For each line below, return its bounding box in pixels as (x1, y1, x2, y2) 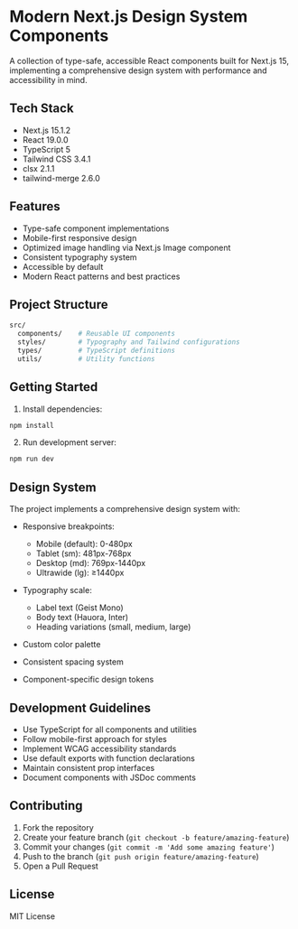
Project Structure (9, 296, 108, 312)
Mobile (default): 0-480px (35, 539, 133, 550)
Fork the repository (22, 822, 95, 832)
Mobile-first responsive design (22, 232, 137, 243)
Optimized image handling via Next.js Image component (22, 242, 231, 253)
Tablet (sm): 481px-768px (35, 548, 133, 559)
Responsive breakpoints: (22, 521, 115, 532)
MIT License (9, 910, 56, 922)
